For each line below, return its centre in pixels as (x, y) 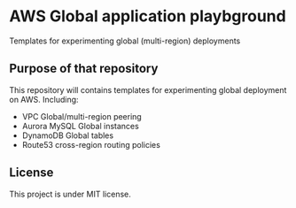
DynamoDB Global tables (67, 135)
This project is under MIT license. (70, 194)
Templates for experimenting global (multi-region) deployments (125, 41)
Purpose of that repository (84, 69)
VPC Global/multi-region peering (82, 116)
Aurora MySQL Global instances (80, 126)
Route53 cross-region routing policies (91, 144)
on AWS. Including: (44, 99)
